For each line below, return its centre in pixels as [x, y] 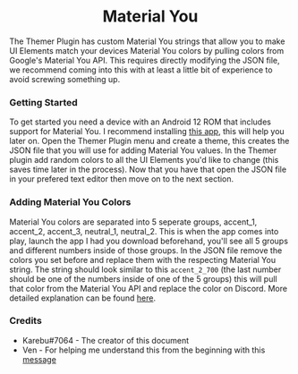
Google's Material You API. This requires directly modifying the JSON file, [145, 60]
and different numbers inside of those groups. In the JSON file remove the [146, 250]
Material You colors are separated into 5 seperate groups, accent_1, [133, 222]
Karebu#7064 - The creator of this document [106, 340]
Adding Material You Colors [70, 202]
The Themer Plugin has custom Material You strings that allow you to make [147, 41]
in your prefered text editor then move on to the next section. [122, 179]
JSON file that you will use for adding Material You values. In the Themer [143, 150]
